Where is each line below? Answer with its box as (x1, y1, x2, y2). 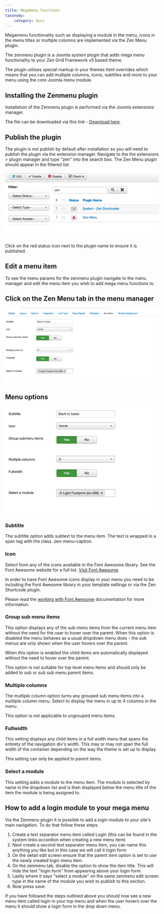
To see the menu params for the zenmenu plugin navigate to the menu (5, 275, 146, 281)
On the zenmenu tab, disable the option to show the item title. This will (12, 863, 154, 869)
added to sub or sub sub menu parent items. (5, 670, 94, 675)
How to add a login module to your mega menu (5, 804, 149, 812)
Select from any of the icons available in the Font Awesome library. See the (5, 562, 156, 567)
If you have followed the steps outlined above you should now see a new (5, 892, 151, 899)
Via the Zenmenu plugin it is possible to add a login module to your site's (5, 817, 151, 823)
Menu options (5, 392, 48, 401)
